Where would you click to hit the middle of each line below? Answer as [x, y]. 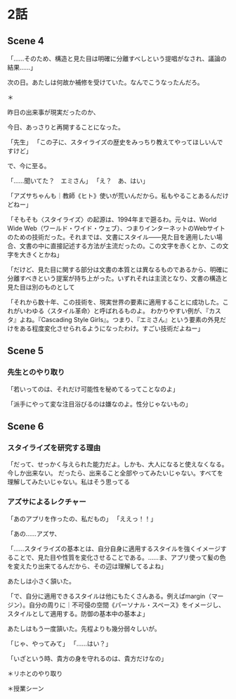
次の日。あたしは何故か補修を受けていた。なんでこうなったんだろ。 [105, 82]
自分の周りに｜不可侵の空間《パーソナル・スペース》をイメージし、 [127, 605]
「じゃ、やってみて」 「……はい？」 [60, 643]
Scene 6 [26, 427]
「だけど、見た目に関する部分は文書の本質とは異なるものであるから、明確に [118, 269]
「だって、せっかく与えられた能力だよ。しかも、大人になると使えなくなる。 [118, 464]
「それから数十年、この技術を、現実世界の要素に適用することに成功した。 [115, 302]
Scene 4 [26, 40]
